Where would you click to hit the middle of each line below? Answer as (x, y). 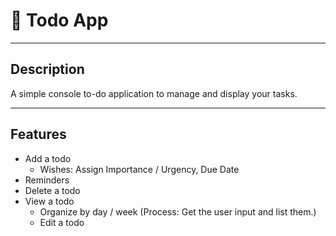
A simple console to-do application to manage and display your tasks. (154, 93)
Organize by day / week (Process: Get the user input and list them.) (178, 211)
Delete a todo (52, 190)
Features (38, 134)
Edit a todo (62, 222)
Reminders (47, 180)
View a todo (49, 201)
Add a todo (48, 158)
